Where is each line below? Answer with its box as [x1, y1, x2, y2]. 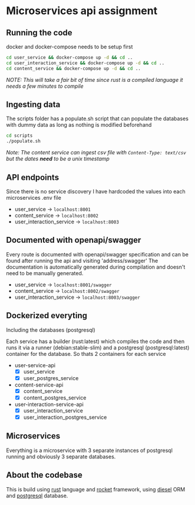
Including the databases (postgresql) [6, 326, 95, 334]
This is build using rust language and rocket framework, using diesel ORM [6, 486, 186, 493]
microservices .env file [6, 194, 62, 201]
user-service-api [14, 361, 56, 369]
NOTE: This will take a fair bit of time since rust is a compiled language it [6, 76, 183, 83]
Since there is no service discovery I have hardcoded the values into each [6, 188, 186, 195]
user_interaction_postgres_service [23, 414, 107, 421]
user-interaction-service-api [14, 401, 84, 408]
